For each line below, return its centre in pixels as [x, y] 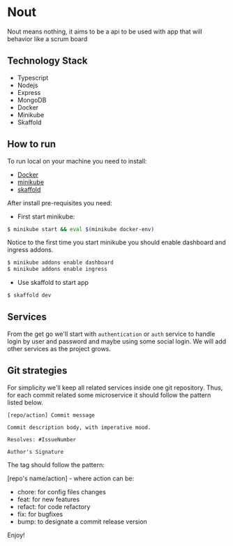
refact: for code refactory [54, 506]
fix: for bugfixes [40, 514]
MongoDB [32, 100]
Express [29, 92]
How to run [32, 144]
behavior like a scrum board [47, 38]
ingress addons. [30, 250]
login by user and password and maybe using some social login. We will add [117, 341]
